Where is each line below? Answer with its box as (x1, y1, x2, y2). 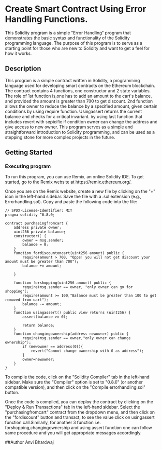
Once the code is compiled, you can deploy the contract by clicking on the (5, 399, 153, 405)
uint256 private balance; (14, 229, 66, 234)
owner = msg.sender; (22, 238, 64, 243)
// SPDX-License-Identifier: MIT (5, 208, 73, 213)
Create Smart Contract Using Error (5, 3, 147, 15)
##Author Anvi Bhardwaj (5, 439, 54, 445)
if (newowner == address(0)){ (22, 344, 83, 349)
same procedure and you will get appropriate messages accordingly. (5, 430, 142, 436)
